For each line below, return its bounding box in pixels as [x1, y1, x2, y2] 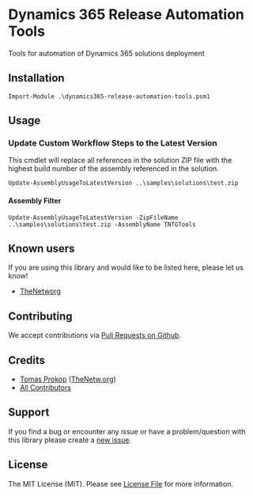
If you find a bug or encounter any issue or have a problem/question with [8, 426, 246, 436]
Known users [8, 242, 75, 256]
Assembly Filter [8, 196, 62, 206]
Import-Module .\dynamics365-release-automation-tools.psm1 [8, 93, 211, 100]
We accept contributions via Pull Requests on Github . [8, 331, 182, 340]
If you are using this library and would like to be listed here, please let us [8, 263, 244, 272]
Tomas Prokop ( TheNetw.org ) [19, 374, 116, 384]
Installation [8, 71, 65, 85]
